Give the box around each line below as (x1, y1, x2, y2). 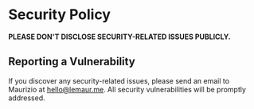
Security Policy (8, 6, 111, 24)
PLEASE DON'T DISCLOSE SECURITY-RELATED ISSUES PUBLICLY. (8, 32, 231, 41)
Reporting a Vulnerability (8, 55, 135, 68)
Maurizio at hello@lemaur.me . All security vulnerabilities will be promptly (8, 84, 247, 94)
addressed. (8, 93, 45, 103)
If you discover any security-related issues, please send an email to (8, 76, 229, 85)
